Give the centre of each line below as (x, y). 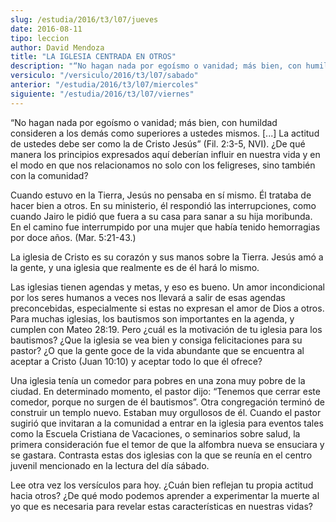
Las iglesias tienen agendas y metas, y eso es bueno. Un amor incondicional (167, 287)
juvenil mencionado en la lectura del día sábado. (110, 465)
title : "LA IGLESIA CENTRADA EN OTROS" (93, 57)
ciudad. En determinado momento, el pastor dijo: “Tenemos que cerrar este (165, 391)
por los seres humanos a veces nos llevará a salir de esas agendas (148, 297)
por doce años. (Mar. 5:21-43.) (73, 237)
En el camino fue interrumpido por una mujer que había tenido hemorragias (165, 227)
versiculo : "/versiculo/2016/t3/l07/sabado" (104, 76)
